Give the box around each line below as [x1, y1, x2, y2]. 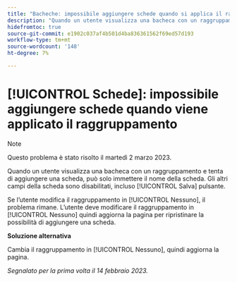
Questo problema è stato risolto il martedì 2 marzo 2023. [7, 153, 172, 161]
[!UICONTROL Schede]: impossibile [7, 86, 219, 102]
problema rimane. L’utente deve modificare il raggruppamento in [7, 202, 195, 211]
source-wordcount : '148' [7, 43, 80, 50]
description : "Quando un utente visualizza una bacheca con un [7, 17, 197, 24]
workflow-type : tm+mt [7, 37, 71, 44]
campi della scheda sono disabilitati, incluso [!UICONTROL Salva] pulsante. [7, 181, 226, 190]
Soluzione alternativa [7, 231, 72, 240]
